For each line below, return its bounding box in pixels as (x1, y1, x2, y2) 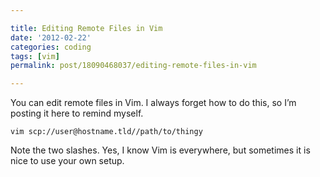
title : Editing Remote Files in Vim (10, 23, 163, 33)
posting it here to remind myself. (10, 107, 144, 120)
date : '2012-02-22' (10, 32, 92, 43)
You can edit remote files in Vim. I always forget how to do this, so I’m (10, 97, 297, 109)
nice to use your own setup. (10, 155, 125, 167)
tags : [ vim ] (10, 51, 60, 61)
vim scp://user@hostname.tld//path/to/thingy (10, 127, 203, 137)
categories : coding (10, 42, 92, 52)
